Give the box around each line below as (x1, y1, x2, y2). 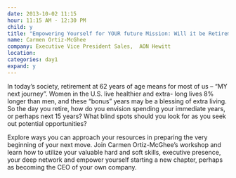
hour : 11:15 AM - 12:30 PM (7, 17, 86, 24)
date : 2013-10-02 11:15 (7, 10, 77, 18)
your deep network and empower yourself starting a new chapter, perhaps (7, 155, 223, 164)
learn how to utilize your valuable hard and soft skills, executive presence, (7, 148, 221, 156)
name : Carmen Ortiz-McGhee (7, 37, 86, 44)
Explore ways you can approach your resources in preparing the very (7, 133, 208, 141)
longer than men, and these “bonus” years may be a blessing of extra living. (7, 96, 227, 106)
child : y (7, 23, 33, 30)
